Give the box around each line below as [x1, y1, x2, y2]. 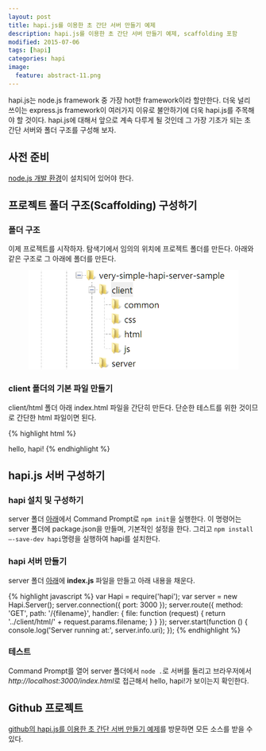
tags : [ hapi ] [8, 46, 52, 55]
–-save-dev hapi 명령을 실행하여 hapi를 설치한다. [8, 534, 160, 544]
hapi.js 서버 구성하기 [8, 469, 106, 482]
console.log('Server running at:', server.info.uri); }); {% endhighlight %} [8, 625, 241, 635]
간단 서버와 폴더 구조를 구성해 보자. [8, 125, 117, 134]
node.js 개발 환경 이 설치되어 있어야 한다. [8, 173, 134, 183]
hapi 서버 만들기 [8, 556, 67, 567]
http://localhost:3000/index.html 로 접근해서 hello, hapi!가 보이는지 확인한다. [8, 676, 249, 685]
